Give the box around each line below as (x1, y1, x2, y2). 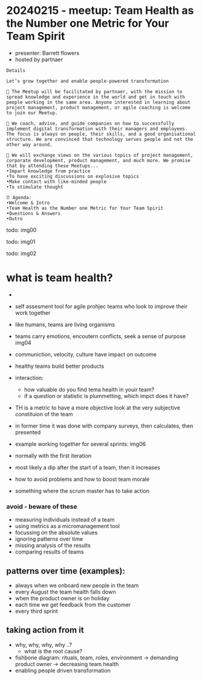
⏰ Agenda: (6, 194, 32, 200)
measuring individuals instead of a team (15, 516, 115, 523)
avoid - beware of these (6, 502, 77, 511)
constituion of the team (15, 410, 74, 417)
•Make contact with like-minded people (6, 178, 107, 185)
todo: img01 (6, 238, 36, 245)
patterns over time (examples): (6, 566, 125, 576)
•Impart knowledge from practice (6, 168, 91, 174)
